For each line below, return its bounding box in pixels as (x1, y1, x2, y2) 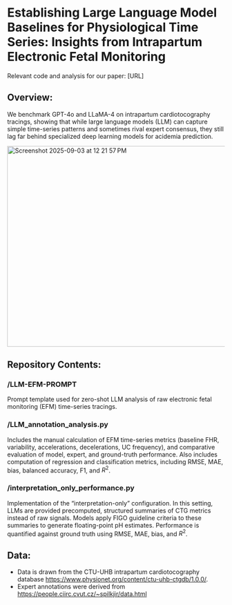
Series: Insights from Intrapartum (7, 35, 202, 50)
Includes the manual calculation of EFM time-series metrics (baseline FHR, (7, 435, 220, 443)
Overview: (7, 92, 53, 104)
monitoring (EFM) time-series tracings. (7, 403, 117, 411)
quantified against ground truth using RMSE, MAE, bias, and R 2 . (7, 528, 188, 538)
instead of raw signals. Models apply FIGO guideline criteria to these (7, 513, 202, 522)
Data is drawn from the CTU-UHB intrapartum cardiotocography (17, 568, 200, 576)
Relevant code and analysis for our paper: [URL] (7, 71, 144, 80)
